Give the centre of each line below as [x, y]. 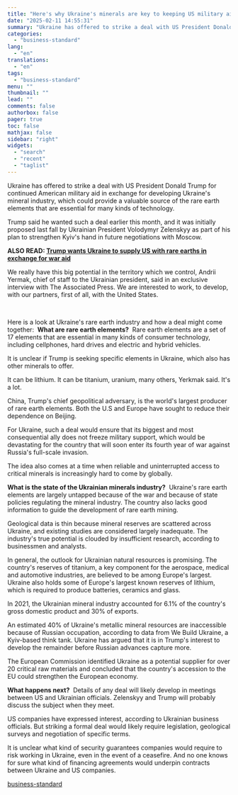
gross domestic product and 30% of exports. [73, 611]
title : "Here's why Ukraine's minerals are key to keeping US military [115, 14]
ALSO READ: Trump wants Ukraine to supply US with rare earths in [107, 250]
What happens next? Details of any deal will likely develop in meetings [112, 690]
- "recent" [30, 159]
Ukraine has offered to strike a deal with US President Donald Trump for [112, 186]
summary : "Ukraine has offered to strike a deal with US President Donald [120, 27]
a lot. [15, 387]
